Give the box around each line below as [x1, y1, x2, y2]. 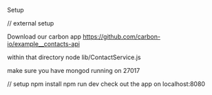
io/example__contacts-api [7, 40, 81, 47]
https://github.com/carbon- [82, 32, 160, 41]
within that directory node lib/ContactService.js [7, 53, 141, 61]
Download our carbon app [7, 32, 81, 41]
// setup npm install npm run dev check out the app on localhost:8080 [7, 80, 205, 88]
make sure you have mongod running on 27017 [7, 67, 140, 74]
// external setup [7, 19, 54, 27]
